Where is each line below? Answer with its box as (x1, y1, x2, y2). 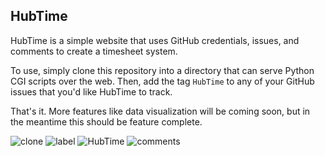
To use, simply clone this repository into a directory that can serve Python (10, 64, 315, 76)
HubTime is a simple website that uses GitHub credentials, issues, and (10, 34, 300, 46)
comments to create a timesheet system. (10, 45, 178, 57)
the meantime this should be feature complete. (10, 115, 203, 128)
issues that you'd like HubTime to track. (10, 85, 173, 98)
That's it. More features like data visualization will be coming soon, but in (10, 105, 311, 117)
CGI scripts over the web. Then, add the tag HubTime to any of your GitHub (10, 75, 315, 87)
